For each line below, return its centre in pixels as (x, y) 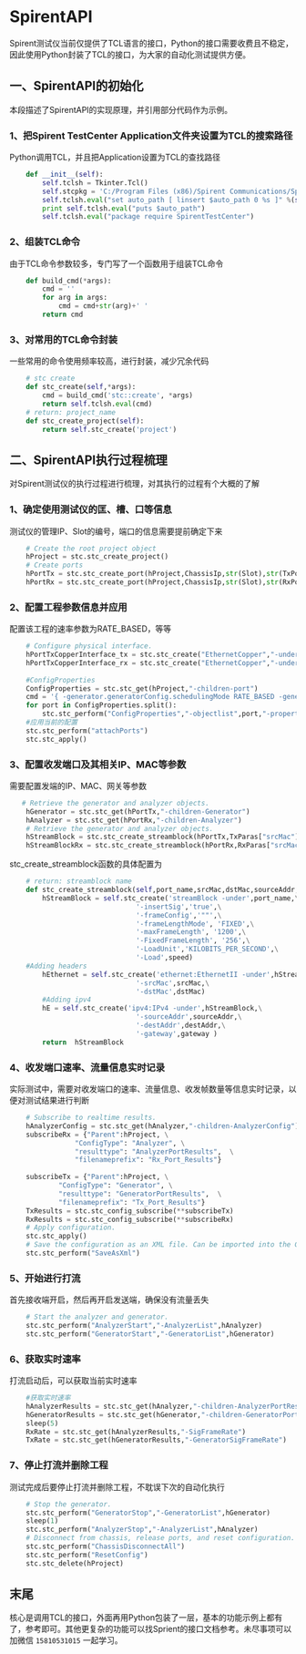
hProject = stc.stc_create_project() (97, 557)
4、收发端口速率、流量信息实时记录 (87, 1067)
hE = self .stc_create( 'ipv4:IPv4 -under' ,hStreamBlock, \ (152, 1009)
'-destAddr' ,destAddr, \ (180, 1026)
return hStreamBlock (83, 1042)
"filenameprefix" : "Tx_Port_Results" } (132, 1202)
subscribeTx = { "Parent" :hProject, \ (97, 1177)
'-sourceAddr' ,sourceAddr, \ (189, 1017)
